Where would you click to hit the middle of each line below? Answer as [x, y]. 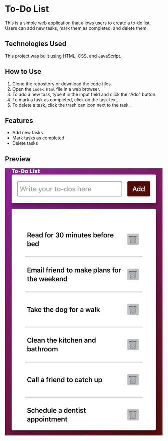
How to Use [23, 72]
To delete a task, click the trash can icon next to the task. [71, 105]
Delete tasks [25, 143]
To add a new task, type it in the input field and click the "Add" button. [84, 94]
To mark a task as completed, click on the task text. [65, 100]
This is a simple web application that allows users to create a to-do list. [78, 23]
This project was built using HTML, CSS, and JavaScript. [63, 56]
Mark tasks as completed [38, 138]
